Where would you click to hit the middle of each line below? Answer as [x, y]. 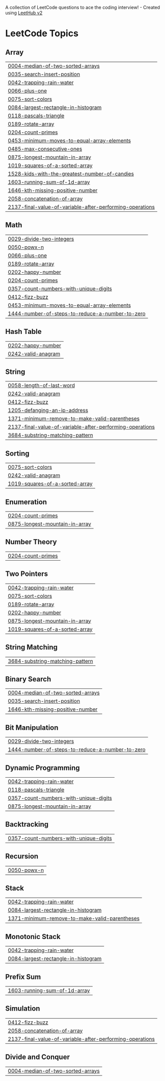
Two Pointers [27, 574]
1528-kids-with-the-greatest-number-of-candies [71, 174]
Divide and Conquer [38, 1057]
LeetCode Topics [42, 33]
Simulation [23, 1009]
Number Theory [31, 542]
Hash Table [23, 332]
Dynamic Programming [43, 768]
